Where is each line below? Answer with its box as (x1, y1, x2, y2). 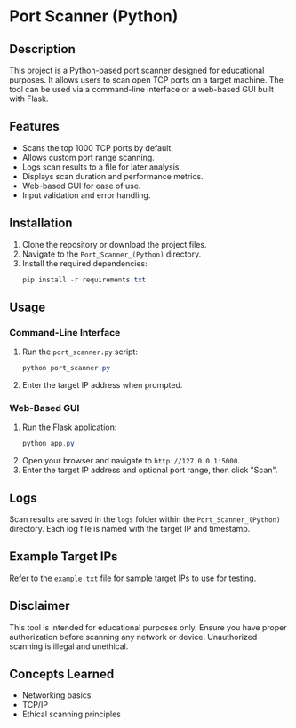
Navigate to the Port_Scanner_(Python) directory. (21, 249, 202, 259)
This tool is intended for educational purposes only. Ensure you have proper (9, 621, 287, 632)
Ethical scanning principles (21, 708, 122, 720)
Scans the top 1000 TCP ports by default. (21, 142, 173, 153)
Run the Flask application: (21, 422, 117, 432)
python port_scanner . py (21, 364, 111, 373)
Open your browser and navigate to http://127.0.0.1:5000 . (21, 455, 240, 466)
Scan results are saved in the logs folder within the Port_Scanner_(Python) (9, 514, 281, 525)
